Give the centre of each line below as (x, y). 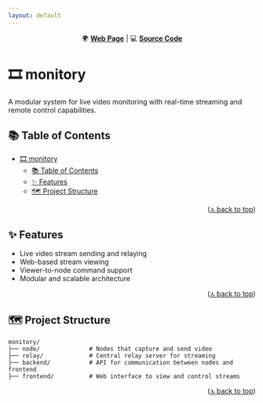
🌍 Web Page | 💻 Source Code (132, 38)
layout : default (35, 15)
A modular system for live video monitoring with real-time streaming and (125, 101)
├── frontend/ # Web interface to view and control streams (124, 376)
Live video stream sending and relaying (83, 254)
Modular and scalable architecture (75, 279)
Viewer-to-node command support (76, 270)
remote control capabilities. (52, 110)
